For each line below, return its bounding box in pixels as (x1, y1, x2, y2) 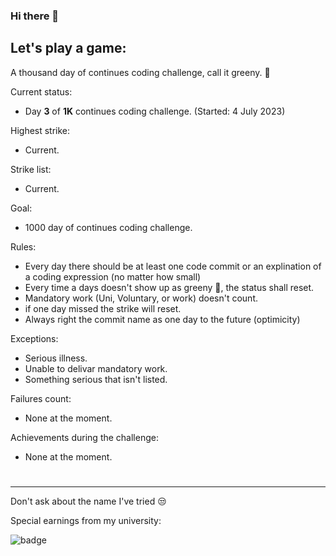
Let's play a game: (10, 40, 127, 57)
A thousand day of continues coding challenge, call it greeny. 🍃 (10, 66, 271, 78)
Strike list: (10, 163, 52, 175)
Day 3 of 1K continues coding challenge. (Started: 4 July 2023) (24, 105, 286, 117)
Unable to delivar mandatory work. (24, 362, 168, 374)
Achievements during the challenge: (10, 431, 159, 443)
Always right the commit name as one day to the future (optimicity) (24, 313, 301, 325)
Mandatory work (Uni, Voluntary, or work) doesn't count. (24, 292, 258, 304)
